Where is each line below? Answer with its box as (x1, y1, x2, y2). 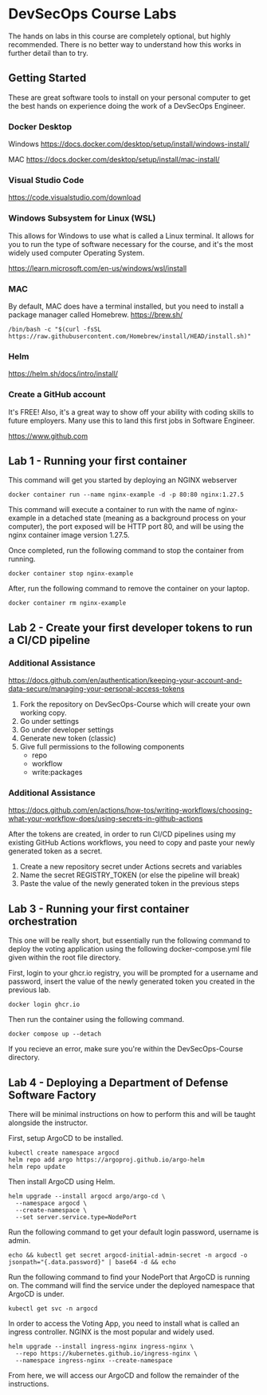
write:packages (31, 768, 83, 777)
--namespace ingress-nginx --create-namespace (15, 1356, 173, 1365)
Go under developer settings (19, 725, 114, 735)
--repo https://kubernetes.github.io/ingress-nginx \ (15, 1349, 198, 1357)
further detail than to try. (8, 48, 89, 58)
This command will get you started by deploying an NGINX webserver (8, 475, 238, 485)
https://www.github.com (8, 431, 88, 440)
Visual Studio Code (8, 174, 84, 185)
